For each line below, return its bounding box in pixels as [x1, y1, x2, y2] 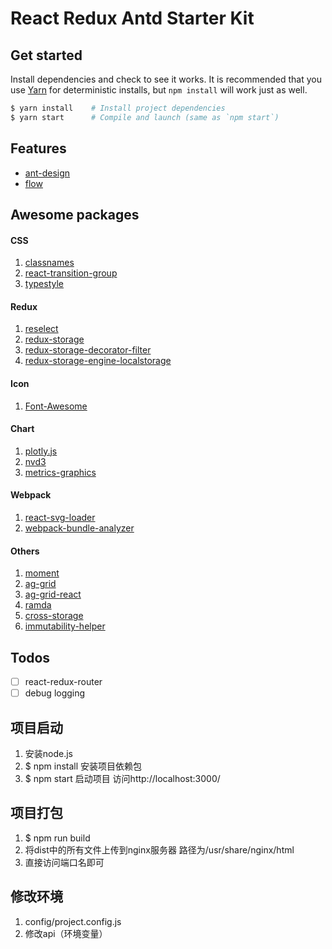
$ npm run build [24, 832, 91, 844]
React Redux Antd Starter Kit [10, 7, 255, 30]
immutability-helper [24, 620, 106, 632]
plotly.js [24, 445, 58, 457]
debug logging [24, 687, 86, 699]
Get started [10, 47, 83, 64]
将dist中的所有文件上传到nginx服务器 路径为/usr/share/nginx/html [24, 843, 295, 856]
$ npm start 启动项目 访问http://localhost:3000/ [24, 772, 221, 784]
